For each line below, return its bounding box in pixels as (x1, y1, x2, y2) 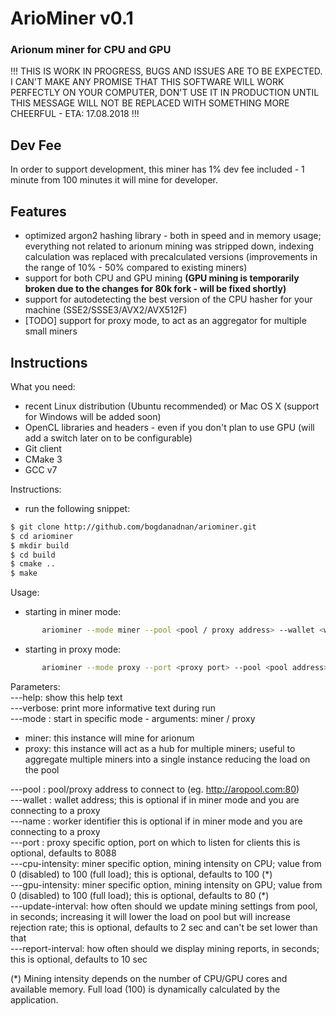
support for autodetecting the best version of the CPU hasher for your (24, 293, 313, 306)
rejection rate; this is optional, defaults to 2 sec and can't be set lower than (10, 921, 318, 933)
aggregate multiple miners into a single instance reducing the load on (24, 753, 311, 765)
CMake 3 (24, 453, 63, 465)
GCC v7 (24, 463, 58, 476)
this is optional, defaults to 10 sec (10, 953, 148, 965)
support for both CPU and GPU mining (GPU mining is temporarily (24, 272, 300, 284)
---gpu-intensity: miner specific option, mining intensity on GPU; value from (10, 878, 323, 891)
